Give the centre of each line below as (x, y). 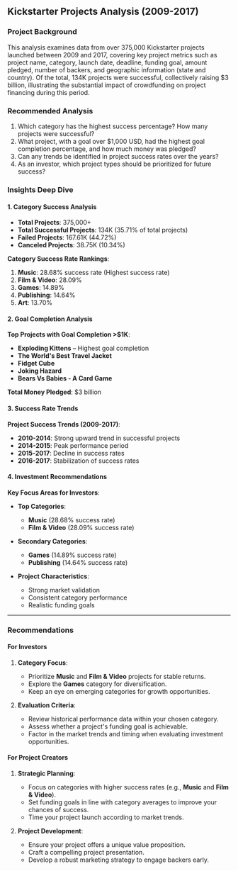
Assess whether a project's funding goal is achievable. (108, 726)
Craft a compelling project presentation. (86, 853)
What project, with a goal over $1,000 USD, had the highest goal (111, 141)
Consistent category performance (78, 597)
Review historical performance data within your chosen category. (123, 719)
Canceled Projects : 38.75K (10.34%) (71, 245)
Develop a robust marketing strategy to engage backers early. (119, 860)
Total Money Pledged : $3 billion (54, 392)
